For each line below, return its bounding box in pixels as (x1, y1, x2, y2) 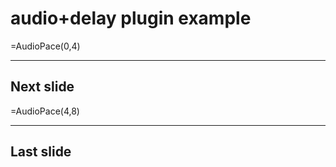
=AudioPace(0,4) (10, 40, 81, 52)
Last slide (10, 143, 72, 161)
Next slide (10, 78, 75, 96)
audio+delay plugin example (10, 7, 252, 30)
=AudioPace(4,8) (10, 105, 80, 117)
